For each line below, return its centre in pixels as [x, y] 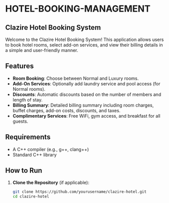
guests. [20, 121]
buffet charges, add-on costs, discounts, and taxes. [66, 110]
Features [19, 66]
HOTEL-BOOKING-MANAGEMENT [78, 9]
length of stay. [28, 99]
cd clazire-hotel [31, 197]
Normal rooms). [29, 89]
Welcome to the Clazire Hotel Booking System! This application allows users [85, 39]
